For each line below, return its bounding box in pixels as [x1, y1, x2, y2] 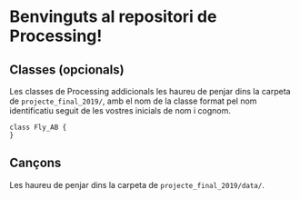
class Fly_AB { [9, 123, 67, 132]
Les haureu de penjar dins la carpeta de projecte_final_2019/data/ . [9, 179, 265, 190]
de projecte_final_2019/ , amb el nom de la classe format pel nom [9, 95, 257, 106]
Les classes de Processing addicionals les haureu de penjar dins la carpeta [9, 86, 291, 96]
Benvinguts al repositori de [9, 6, 217, 27]
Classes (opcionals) [9, 62, 125, 77]
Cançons [9, 155, 62, 171]
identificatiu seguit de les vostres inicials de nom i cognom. [9, 105, 232, 115]
